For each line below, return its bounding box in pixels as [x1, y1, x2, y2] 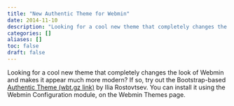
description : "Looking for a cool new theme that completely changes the [7, 23, 228, 30]
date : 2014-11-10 [7, 17, 58, 24]
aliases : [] [7, 36, 42, 43]
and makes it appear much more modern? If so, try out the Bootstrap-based [7, 75, 226, 84]
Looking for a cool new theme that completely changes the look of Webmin [7, 68, 224, 77]
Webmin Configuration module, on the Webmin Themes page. [7, 90, 186, 98]
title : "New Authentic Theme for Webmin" [7, 10, 130, 17]
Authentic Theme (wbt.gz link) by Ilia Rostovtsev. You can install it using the [7, 83, 226, 91]
